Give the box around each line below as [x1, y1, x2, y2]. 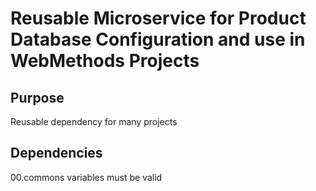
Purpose [10, 89, 65, 106]
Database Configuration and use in [10, 28, 306, 51]
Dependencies [10, 145, 103, 162]
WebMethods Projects [10, 50, 200, 72]
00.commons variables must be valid [10, 171, 163, 183]
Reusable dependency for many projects [10, 116, 178, 127]
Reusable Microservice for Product [10, 7, 307, 30]
